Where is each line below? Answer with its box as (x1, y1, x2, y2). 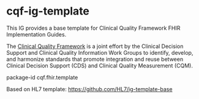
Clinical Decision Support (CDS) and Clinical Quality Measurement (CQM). (6, 62, 193, 69)
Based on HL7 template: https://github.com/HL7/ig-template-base (6, 85, 173, 92)
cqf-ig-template (6, 4, 90, 18)
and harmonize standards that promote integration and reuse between (6, 55, 184, 63)
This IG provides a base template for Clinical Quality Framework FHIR (6, 24, 181, 32)
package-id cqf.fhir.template (6, 73, 78, 81)
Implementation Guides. (6, 30, 67, 38)
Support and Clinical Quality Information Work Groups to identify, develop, (6, 49, 193, 56)
